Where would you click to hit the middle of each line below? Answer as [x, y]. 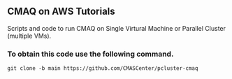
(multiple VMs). [29, 36]
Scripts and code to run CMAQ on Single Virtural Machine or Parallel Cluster [116, 28]
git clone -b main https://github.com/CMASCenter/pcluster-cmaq [103, 69]
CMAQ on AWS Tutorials [61, 12]
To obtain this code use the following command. [90, 54]
